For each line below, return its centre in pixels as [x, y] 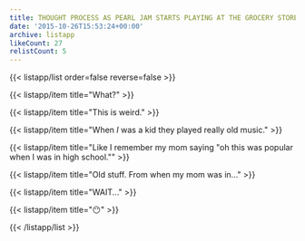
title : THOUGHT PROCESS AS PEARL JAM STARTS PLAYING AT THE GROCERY [142, 18]
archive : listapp [42, 34]
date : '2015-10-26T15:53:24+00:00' [77, 26]
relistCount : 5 [38, 52]
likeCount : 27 [36, 43]
